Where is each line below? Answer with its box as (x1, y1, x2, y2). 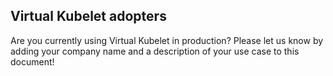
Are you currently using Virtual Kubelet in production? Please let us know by (10, 34, 324, 46)
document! (10, 55, 55, 68)
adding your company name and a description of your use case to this (10, 45, 300, 57)
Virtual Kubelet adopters (10, 8, 167, 25)
